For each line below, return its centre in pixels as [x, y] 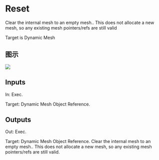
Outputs [18, 120]
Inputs [15, 82]
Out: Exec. [16, 132]
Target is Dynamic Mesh [30, 37]
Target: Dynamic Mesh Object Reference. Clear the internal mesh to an [78, 141]
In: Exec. [14, 94]
